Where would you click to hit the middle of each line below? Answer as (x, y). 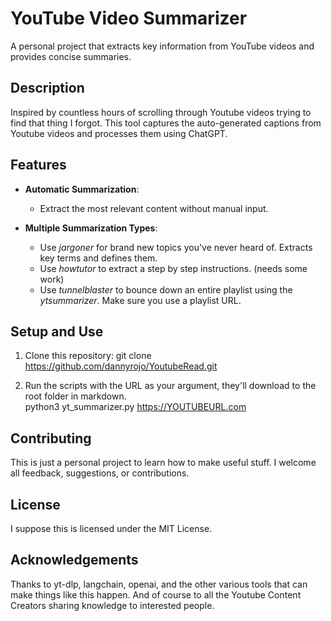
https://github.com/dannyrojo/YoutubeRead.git (121, 366)
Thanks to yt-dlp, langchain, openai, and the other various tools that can (159, 584)
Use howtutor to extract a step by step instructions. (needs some (173, 268)
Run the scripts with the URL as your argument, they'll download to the (170, 386)
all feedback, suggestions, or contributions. (100, 473)
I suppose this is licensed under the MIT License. (111, 528)
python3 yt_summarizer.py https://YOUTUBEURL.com (135, 407)
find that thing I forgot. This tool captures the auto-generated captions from (166, 123)
